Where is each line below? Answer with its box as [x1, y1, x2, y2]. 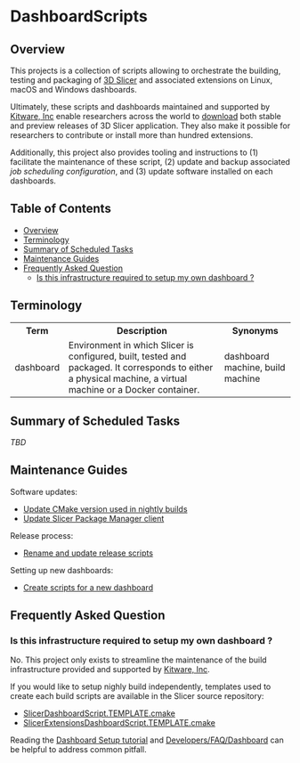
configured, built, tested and [68, 350, 187, 362]
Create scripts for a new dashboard [22, 581, 154, 593]
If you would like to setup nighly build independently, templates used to [10, 681, 272, 692]
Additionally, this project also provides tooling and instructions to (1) [10, 147, 259, 158]
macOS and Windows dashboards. [10, 85, 137, 94]
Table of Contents [10, 201, 112, 216]
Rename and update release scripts [22, 548, 154, 558]
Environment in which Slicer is [68, 338, 194, 351]
